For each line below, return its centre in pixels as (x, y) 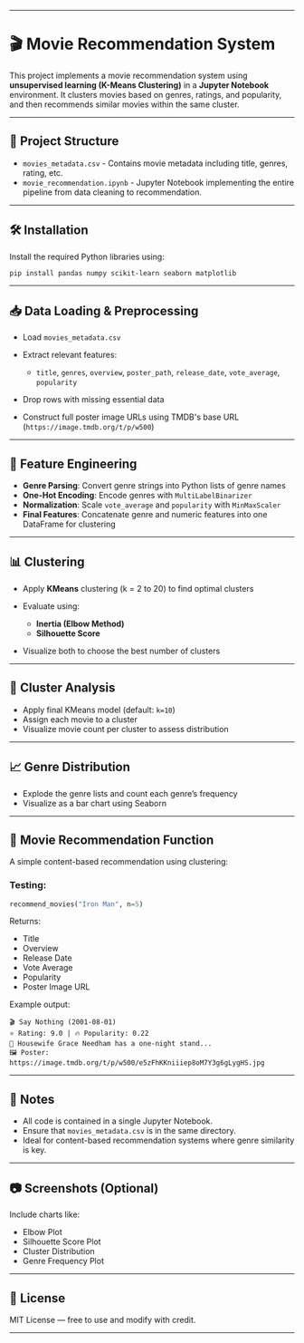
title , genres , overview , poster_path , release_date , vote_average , (158, 372)
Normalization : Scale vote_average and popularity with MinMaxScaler (152, 505)
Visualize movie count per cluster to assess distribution (125, 729)
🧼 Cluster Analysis (62, 688)
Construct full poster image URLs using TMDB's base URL (131, 417)
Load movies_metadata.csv (71, 337)
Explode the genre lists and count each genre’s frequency (130, 793)
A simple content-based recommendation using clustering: (119, 862)
